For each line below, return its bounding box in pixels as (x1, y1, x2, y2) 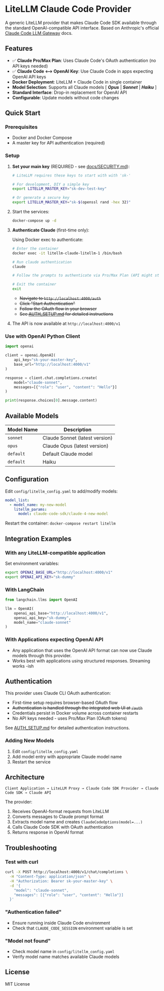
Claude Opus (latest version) (42, 442, 109, 449)
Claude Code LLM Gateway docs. (5, 30, 73, 36)
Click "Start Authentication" (19, 301, 75, 307)
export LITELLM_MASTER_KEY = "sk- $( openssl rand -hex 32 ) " (12, 200, 131, 205)
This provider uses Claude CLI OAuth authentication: (5, 690, 111, 696)
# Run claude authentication (12, 260, 72, 264)
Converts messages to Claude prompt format (12, 814, 104, 819)
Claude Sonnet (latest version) (42, 434, 113, 441)
